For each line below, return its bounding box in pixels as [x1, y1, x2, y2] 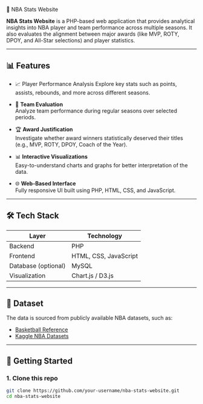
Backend [9, 242, 34, 250]
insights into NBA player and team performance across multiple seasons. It [6, 24, 192, 31]
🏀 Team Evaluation [14, 101, 63, 108]
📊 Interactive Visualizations [14, 153, 88, 160]
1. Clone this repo [6, 374, 59, 382]
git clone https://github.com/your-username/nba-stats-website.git [6, 388, 180, 394]
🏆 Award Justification [14, 125, 74, 133]
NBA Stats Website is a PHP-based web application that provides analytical [6, 18, 195, 24]
